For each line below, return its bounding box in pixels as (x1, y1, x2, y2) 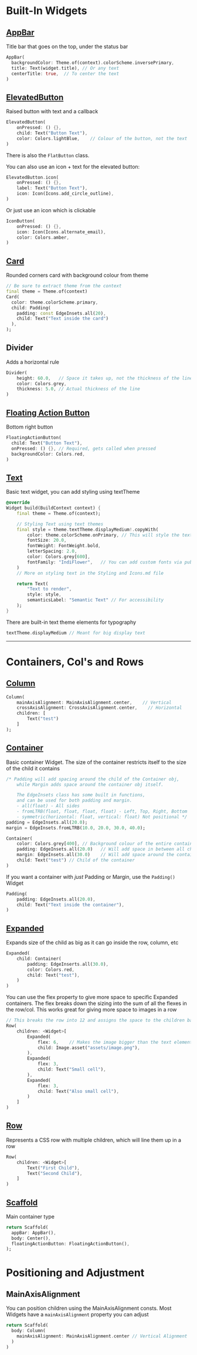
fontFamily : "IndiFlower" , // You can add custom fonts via (27, 559, 182, 565)
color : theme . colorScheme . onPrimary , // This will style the (27, 532, 180, 538)
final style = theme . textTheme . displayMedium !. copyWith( (16, 527, 159, 532)
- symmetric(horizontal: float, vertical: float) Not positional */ (16, 814, 188, 820)
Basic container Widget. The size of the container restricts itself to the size (6, 758, 186, 766)
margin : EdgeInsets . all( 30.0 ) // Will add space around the (16, 852, 175, 858)
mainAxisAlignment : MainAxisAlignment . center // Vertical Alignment (16, 1333, 188, 1339)
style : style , (27, 592, 62, 597)
